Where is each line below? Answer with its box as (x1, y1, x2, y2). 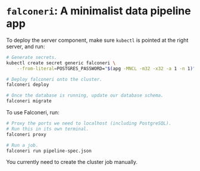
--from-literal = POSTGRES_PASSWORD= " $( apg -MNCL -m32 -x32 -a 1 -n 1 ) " (17, 66, 196, 71)
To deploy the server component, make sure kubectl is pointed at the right (6, 36, 189, 43)
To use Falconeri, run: (6, 109, 60, 116)
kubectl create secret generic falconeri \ (6, 60, 116, 66)
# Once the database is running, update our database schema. (6, 92, 164, 99)
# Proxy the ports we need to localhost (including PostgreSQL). (6, 120, 171, 126)
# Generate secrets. (6, 54, 58, 60)
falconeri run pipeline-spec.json (6, 148, 92, 154)
